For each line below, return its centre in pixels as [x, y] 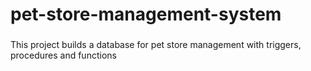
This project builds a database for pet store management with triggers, [156, 45]
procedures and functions [63, 55]
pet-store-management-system [146, 14]
